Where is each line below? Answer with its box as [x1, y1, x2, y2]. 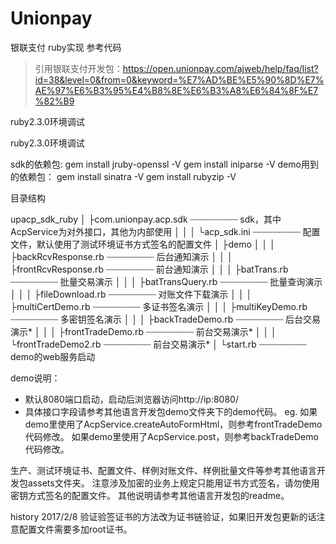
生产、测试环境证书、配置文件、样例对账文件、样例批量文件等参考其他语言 [10, 464, 317, 476]
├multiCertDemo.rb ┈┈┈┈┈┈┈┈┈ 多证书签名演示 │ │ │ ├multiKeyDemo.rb [10, 300, 308, 312]
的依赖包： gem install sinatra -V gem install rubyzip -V [10, 170, 237, 182]
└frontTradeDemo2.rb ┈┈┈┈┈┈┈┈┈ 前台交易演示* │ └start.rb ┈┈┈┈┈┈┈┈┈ [10, 338, 307, 350]
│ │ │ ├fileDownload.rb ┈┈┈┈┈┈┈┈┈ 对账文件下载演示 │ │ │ [10, 288, 253, 300]
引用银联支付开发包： [34, 62, 123, 74]
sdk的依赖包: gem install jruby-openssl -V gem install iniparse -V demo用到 [10, 158, 320, 170]
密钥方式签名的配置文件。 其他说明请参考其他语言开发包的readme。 [10, 489, 290, 501]
